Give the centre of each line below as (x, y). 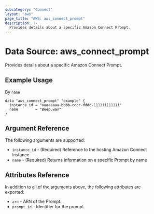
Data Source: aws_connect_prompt (77, 52)
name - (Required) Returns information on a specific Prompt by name (79, 160)
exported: (15, 192)
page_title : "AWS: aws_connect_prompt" (45, 18)
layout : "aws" (19, 14)
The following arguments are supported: (45, 140)
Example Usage (29, 80)
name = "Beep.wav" (35, 109)
